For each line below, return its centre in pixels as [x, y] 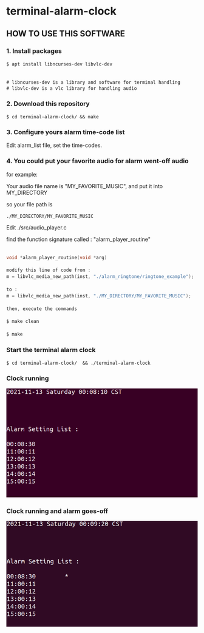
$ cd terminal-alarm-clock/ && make [53, 117]
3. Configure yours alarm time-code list [66, 132]
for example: [22, 174]
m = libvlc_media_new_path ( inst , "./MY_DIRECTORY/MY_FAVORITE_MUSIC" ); [99, 296]
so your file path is [29, 204]
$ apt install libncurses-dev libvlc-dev [59, 64]
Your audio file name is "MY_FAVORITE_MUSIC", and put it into [85, 186]
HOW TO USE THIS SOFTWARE [66, 34]
